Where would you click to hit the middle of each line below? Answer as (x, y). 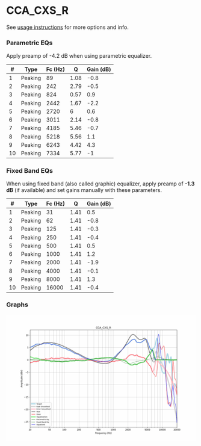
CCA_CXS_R (38, 11)
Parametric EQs (29, 43)
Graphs (17, 305)
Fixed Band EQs (29, 170)
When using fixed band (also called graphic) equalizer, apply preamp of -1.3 (100, 184)
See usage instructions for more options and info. (68, 27)
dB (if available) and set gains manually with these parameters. (84, 190)
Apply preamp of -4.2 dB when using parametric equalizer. (79, 56)
